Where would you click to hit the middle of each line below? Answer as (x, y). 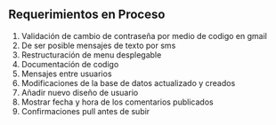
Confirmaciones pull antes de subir (85, 111)
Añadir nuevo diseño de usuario (80, 92)
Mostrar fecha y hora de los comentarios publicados (118, 102)
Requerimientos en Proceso (87, 15)
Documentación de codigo (70, 64)
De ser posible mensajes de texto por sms (98, 45)
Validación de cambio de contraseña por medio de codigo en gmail (144, 35)
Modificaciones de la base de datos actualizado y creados (128, 82)
